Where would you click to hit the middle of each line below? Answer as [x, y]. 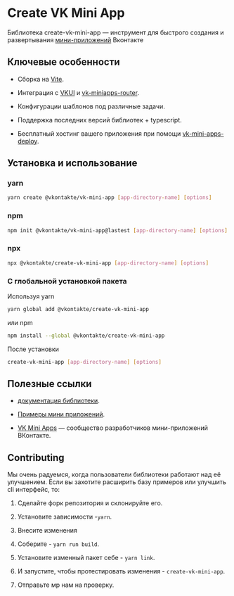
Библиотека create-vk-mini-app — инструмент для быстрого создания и [116, 32]
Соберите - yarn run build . [58, 544]
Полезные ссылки [50, 384]
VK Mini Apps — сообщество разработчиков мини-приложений [113, 428]
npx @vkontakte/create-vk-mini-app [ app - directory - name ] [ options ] [108, 263]
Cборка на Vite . [41, 79]
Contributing [36, 458]
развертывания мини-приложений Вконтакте [76, 39]
